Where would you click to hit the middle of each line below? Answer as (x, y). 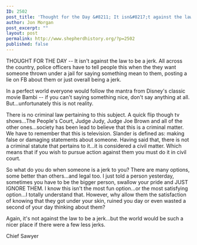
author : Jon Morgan (30, 22)
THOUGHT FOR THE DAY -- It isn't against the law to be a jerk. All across (94, 61)
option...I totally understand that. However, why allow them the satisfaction (96, 195)
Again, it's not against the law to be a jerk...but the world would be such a (95, 218)
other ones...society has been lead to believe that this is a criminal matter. (95, 127)
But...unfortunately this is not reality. (50, 103)
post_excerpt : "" (27, 28)
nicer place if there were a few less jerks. (56, 224)
